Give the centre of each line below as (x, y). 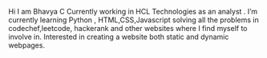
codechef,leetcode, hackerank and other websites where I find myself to (128, 28)
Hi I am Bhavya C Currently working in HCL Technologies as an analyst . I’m (133, 12)
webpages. (27, 45)
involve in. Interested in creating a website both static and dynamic (119, 37)
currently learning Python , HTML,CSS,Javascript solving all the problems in (133, 20)
